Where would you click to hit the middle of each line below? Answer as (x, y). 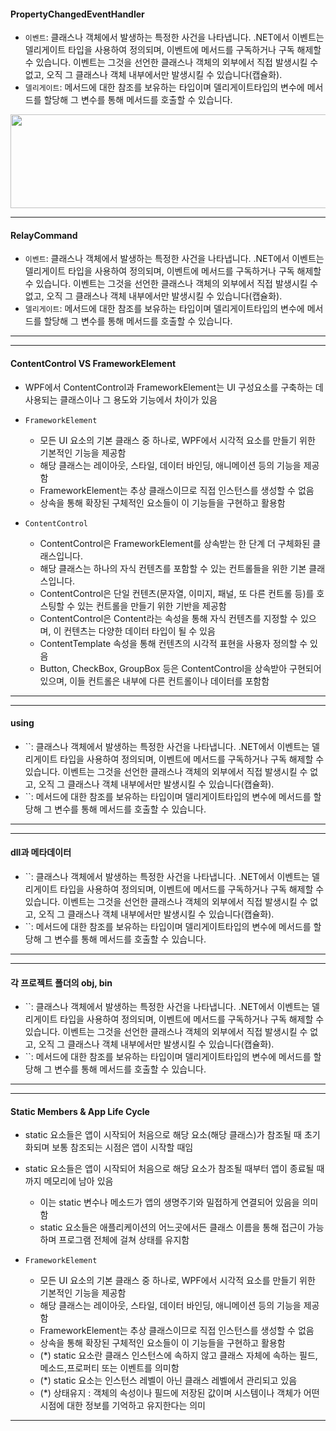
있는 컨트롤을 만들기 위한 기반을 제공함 (151, 606)
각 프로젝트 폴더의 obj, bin (61, 982)
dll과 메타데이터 (41, 852)
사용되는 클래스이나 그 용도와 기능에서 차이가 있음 (121, 399)
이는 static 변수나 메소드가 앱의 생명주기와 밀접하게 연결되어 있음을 (169, 1202)
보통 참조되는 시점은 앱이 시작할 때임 (122, 1147)
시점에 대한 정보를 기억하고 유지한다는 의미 (123, 1406)
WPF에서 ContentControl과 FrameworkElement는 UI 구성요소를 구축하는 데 (174, 387)
